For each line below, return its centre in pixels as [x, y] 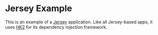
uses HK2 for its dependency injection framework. [56, 27]
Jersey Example [39, 9]
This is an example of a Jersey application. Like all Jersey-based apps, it [79, 22]
